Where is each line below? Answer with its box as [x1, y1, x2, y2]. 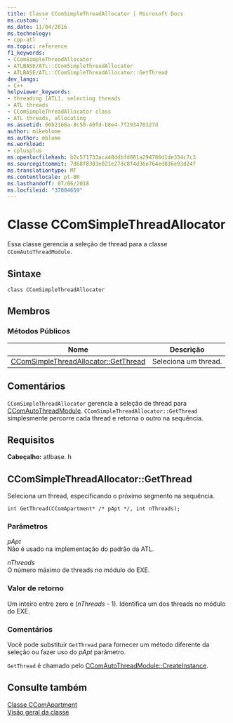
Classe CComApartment [7, 700, 78, 709]
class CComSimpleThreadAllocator [7, 286, 105, 293]
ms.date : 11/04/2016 [7, 23, 68, 30]
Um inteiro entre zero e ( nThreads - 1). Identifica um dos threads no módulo [7, 599, 226, 608]
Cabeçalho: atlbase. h [7, 453, 72, 461]
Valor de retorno [7, 583, 65, 593]
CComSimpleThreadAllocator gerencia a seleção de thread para [7, 399, 187, 407]
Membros [7, 305, 51, 317]
